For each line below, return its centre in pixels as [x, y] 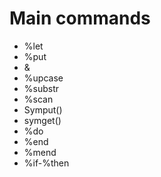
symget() [42, 120]
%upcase [43, 78]
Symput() [43, 109]
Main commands [80, 18]
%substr [41, 88]
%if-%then [46, 163]
